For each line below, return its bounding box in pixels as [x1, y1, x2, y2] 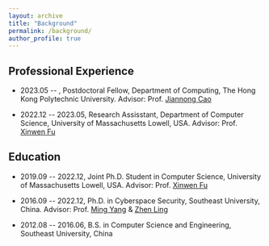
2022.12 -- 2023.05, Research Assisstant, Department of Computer [19, 110, 244, 119]
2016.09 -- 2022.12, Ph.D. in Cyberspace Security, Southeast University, [19, 195, 260, 206]
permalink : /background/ [8, 27, 92, 35]
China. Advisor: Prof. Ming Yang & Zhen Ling [19, 204, 168, 214]
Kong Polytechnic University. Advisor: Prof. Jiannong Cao [19, 94, 212, 104]
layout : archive [8, 11, 63, 20]
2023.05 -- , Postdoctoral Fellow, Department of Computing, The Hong [19, 85, 256, 95]
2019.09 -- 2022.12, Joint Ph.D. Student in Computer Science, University [19, 171, 261, 181]
